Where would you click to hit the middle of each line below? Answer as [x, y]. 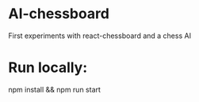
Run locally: [48, 68]
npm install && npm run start [55, 89]
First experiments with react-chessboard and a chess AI [100, 36]
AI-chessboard [59, 14]
